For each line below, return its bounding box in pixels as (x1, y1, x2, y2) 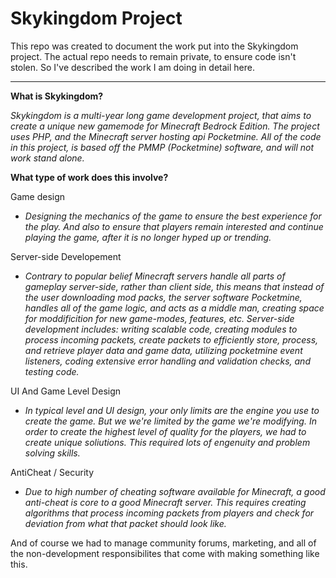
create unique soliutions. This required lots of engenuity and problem (24, 436, 311, 448)
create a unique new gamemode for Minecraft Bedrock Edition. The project (10, 120, 320, 132)
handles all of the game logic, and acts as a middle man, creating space (24, 302, 325, 314)
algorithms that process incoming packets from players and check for (24, 507, 315, 519)
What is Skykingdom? (10, 90, 104, 102)
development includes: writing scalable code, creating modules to (24, 323, 298, 335)
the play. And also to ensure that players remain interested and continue (24, 220, 324, 232)
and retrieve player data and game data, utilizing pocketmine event (24, 344, 303, 356)
